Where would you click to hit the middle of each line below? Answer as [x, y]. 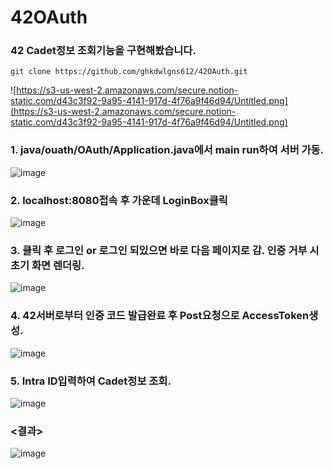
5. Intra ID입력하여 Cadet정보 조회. [91, 381]
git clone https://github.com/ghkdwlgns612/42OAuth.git [129, 72]
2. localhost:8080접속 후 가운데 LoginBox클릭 [119, 200]
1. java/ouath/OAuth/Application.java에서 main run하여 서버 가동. [167, 150]
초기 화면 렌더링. [47, 265]
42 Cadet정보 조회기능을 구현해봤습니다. [103, 51]
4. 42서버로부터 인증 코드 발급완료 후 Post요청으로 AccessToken [160, 316]
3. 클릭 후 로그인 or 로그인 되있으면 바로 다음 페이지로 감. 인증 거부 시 [165, 250]
